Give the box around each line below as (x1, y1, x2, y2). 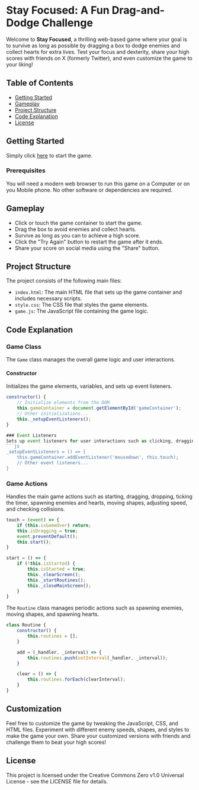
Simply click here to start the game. (6, 152, 93, 159)
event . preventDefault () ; (17, 534, 78, 539)
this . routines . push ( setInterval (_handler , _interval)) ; (27, 655, 168, 661)
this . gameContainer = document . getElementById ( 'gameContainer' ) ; (17, 405, 182, 412)
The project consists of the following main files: (6, 277, 122, 284)
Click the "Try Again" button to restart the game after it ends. (14, 238, 164, 245)
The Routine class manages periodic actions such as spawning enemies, (6, 605, 184, 612)
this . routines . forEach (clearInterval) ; (27, 676, 126, 683)
